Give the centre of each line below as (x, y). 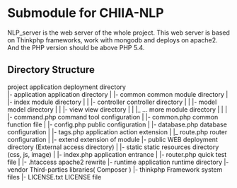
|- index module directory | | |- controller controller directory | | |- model (112, 102)
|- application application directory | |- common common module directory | (118, 94)
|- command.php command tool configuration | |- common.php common (113, 117)
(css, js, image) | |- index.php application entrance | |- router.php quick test (117, 154)
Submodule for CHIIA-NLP (86, 13)
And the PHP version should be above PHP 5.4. (76, 47)
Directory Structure (51, 70)
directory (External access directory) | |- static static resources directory (113, 147)
